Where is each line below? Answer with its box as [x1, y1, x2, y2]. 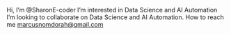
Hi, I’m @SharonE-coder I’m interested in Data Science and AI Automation [6, 6, 218, 14]
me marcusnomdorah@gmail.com [6, 21, 104, 28]
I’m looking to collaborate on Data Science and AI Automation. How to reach [6, 13, 224, 21]
